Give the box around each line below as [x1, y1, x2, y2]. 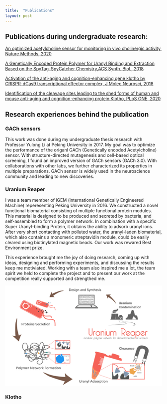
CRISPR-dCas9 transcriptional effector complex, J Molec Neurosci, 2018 [5, 81, 154, 87]
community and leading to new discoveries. [5, 173, 94, 179]
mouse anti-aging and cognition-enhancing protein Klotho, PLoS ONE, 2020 [5, 96, 161, 102]
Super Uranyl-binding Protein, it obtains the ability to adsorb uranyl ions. [5, 224, 153, 230]
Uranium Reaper [5, 186, 46, 193]
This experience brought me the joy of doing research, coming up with [5, 255, 150, 261]
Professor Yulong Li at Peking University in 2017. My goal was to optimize [5, 142, 155, 147]
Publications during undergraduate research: [5, 32, 148, 41]
